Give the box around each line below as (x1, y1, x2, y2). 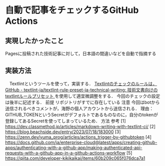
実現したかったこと (5, 36, 64, 45)
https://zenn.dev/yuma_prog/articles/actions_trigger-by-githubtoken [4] (5, 134, 152, 140)
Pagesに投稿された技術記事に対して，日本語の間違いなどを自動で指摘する (5, 51, 157, 56)
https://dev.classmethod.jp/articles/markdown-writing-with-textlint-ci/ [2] (5, 123, 156, 129)
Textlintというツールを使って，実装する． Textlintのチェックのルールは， (9, 81, 158, 86)
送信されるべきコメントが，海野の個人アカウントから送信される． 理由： (5, 105, 154, 111)
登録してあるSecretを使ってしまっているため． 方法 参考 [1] (5, 118, 126, 124)
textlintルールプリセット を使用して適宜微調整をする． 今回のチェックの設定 (5, 93, 160, 99)
